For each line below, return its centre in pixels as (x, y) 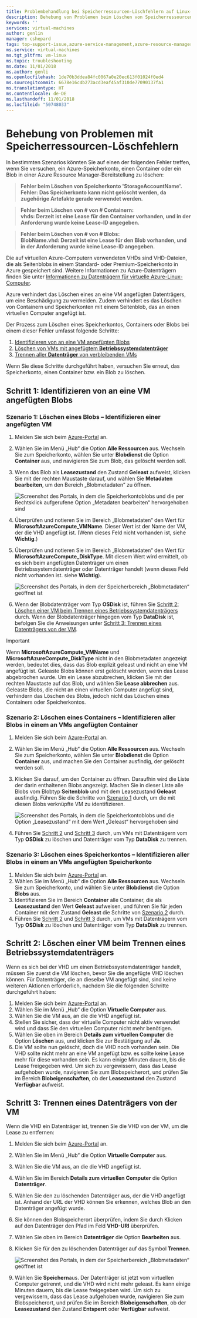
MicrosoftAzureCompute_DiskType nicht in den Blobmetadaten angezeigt (96, 658)
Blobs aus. (28, 893)
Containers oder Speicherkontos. (46, 702)
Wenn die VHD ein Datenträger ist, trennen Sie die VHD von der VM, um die (97, 1126)
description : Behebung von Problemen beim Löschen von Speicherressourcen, (101, 17)
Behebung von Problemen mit (80, 134)
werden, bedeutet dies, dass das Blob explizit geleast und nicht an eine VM (97, 665)
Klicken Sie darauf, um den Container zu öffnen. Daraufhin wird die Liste (102, 779)
